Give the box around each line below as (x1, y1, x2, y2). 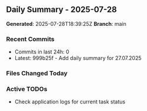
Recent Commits (6, 35, 55, 43)
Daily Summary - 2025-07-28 (6, 5, 117, 15)
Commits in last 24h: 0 (14, 48, 69, 55)
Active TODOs (6, 85, 48, 93)
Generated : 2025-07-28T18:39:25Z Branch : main (6, 20, 126, 27)
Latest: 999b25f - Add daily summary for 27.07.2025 (14, 55, 142, 62)
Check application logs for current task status (14, 98, 125, 105)
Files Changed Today (6, 69, 68, 78)
